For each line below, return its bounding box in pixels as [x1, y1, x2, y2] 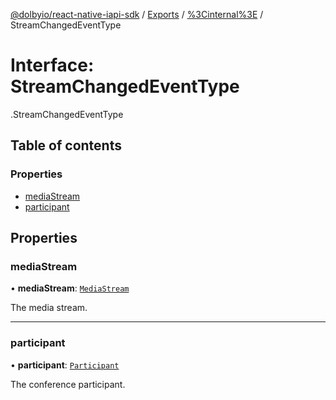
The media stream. [10, 302, 88, 314]
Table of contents [10, 137, 122, 154]
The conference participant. [10, 378, 126, 390]
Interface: [10, 54, 95, 77]
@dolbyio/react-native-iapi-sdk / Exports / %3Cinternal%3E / [10, 9, 264, 20]
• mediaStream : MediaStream [10, 282, 130, 294]
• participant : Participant [10, 359, 120, 371]
